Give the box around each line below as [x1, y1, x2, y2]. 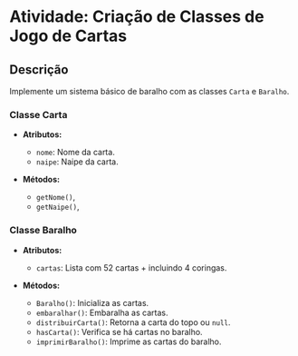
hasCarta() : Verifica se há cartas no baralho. [35, 326, 203, 337]
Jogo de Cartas [9, 25, 128, 46]
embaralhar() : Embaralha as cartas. [35, 307, 168, 318]
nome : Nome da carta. [35, 147, 115, 158]
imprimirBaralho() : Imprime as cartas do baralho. [35, 336, 222, 347]
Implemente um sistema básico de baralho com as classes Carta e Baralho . [9, 86, 290, 96]
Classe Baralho [9, 224, 77, 237]
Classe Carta [9, 108, 68, 121]
